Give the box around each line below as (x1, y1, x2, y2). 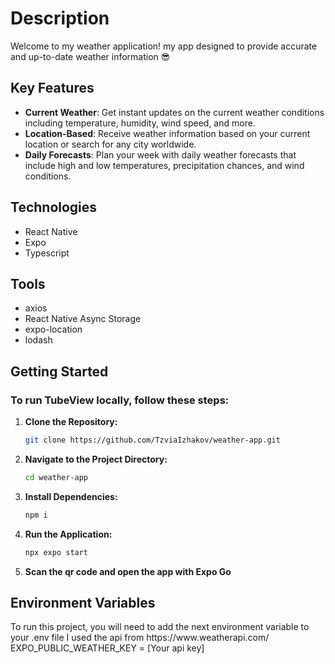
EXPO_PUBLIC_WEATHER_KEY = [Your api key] (10, 642, 205, 654)
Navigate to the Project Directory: (24, 453, 168, 465)
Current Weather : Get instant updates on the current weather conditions (24, 106, 325, 118)
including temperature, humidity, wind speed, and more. (24, 117, 256, 129)
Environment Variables (10, 594, 156, 611)
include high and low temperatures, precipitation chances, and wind (24, 159, 305, 171)
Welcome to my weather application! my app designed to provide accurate (10, 40, 318, 52)
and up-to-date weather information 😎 (10, 50, 171, 62)
